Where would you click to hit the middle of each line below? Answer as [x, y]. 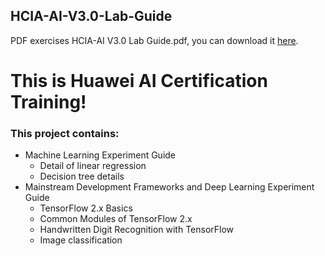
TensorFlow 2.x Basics [86, 208]
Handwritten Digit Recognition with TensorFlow [137, 230]
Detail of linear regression [93, 166]
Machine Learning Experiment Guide [100, 155]
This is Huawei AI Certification [139, 81]
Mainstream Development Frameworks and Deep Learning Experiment [169, 187]
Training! [48, 102]
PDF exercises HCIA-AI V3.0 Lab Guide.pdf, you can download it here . [154, 40]
